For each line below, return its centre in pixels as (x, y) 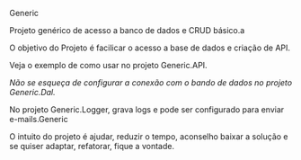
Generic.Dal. (32, 92)
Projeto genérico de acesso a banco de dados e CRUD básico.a (127, 30)
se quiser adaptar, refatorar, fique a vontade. (92, 146)
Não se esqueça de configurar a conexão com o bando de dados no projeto (151, 83)
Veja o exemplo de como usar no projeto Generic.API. (109, 65)
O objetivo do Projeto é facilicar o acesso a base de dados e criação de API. (150, 48)
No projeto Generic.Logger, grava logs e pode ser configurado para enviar (147, 110)
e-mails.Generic (39, 119)
